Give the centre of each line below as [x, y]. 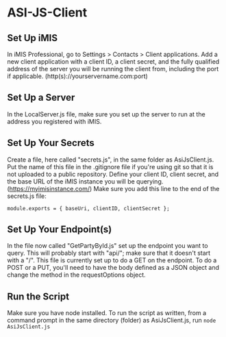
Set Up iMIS [33, 38]
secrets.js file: [27, 196]
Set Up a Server [41, 98]
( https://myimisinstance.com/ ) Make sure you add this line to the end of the [113, 188]
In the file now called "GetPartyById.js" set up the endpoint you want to [108, 246]
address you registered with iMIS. [54, 121]
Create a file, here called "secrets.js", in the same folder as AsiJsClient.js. [111, 160]
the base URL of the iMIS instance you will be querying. [85, 181]
